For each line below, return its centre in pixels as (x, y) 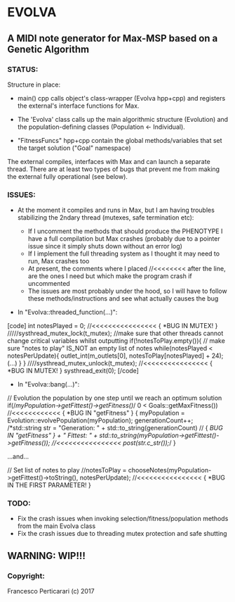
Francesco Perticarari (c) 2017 (51, 591)
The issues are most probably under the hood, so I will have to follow (127, 291)
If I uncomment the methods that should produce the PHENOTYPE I (125, 231)
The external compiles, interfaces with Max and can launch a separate (109, 161)
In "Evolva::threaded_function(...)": (67, 312)
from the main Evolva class (56, 526)
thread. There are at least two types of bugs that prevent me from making (113, 169)
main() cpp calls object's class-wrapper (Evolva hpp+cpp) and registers (121, 98)
